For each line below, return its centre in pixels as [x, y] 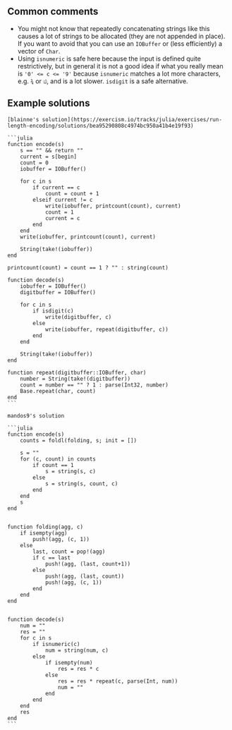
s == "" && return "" [51, 150]
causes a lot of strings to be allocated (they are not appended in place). [121, 36]
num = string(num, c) [77, 650]
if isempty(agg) [44, 533]
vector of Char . [39, 51]
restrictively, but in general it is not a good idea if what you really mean [120, 66]
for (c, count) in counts [58, 459]
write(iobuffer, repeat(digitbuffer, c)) [107, 329]
